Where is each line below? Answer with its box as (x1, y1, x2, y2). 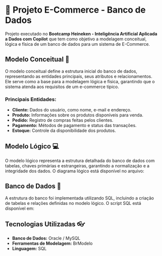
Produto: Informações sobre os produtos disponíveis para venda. (12, 112, 144, 118)
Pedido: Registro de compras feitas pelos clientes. (12, 117, 113, 123)
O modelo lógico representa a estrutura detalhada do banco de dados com (5, 158, 155, 164)
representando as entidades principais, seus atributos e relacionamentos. (5, 73, 152, 79)
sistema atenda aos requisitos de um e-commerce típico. (5, 84, 119, 90)
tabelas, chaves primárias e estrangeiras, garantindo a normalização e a (5, 163, 150, 168)
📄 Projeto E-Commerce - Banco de (5, 4, 146, 16)
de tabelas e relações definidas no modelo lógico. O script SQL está (5, 200, 142, 206)
